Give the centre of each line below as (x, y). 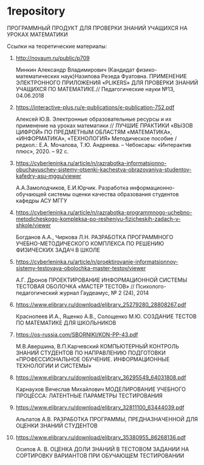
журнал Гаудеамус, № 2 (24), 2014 (104, 293)
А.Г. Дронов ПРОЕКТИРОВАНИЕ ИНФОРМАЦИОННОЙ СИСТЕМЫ (101, 280)
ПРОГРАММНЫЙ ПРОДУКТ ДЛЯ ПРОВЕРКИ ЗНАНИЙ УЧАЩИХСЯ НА (97, 28)
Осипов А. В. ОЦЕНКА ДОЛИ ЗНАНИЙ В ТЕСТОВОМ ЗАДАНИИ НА (102, 449)
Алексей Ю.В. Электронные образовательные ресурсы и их (93, 119)
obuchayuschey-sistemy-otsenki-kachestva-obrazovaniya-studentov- (104, 169)
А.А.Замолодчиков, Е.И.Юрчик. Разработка (72, 188)
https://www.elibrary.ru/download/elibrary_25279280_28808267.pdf (101, 304)
